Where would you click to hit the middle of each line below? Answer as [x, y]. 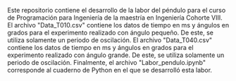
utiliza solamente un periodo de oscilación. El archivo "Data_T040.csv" [110, 40]
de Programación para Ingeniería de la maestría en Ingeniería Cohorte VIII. [115, 18]
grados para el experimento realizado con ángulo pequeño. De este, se [110, 32]
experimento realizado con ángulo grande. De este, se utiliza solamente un [116, 55]
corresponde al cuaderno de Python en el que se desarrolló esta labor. [110, 70]
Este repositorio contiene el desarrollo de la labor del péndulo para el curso [117, 10]
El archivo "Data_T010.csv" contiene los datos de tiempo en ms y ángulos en [118, 25]
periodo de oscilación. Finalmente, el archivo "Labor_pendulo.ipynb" [107, 62]
